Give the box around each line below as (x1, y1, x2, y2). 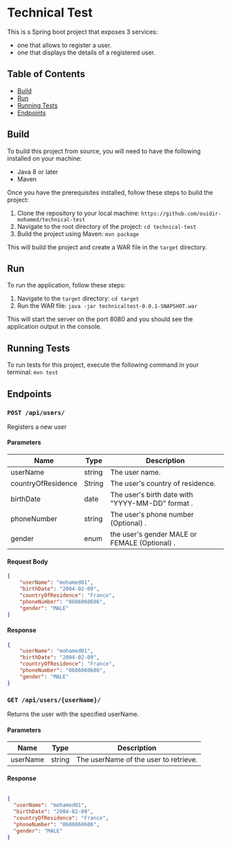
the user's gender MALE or (109, 529, 197, 539)
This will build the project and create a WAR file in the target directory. (7, 243, 208, 251)
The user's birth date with (109, 490, 194, 500)
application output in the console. (7, 323, 102, 331)
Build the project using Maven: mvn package (16, 229, 140, 238)
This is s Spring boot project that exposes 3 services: (7, 28, 158, 36)
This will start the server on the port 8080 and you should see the (7, 315, 193, 323)
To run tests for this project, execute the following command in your (7, 360, 199, 369)
